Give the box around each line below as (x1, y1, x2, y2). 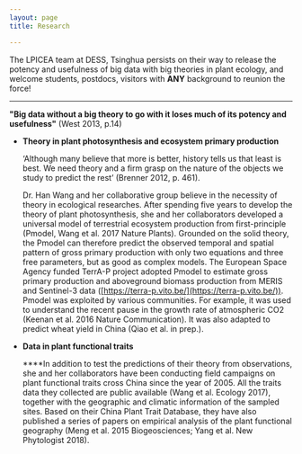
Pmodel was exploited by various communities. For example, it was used (22, 294, 292, 306)
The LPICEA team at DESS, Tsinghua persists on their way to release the (9, 54, 277, 65)
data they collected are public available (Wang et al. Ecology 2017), (22, 387, 271, 397)
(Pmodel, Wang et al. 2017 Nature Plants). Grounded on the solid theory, (22, 227, 289, 238)
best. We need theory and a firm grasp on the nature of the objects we (22, 163, 284, 174)
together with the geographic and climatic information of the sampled (22, 396, 280, 407)
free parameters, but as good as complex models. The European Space (22, 256, 288, 267)
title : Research (9, 22, 70, 31)
